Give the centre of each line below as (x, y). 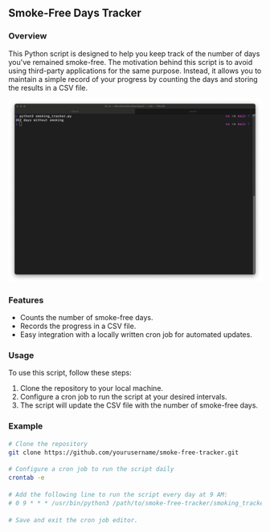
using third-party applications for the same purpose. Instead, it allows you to (135, 71)
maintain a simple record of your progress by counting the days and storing (133, 79)
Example (26, 426)
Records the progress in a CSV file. (78, 326)
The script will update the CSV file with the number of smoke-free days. (139, 405)
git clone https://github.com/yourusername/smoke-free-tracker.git (124, 453)
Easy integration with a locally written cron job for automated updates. (136, 335)
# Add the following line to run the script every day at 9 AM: (118, 495)
